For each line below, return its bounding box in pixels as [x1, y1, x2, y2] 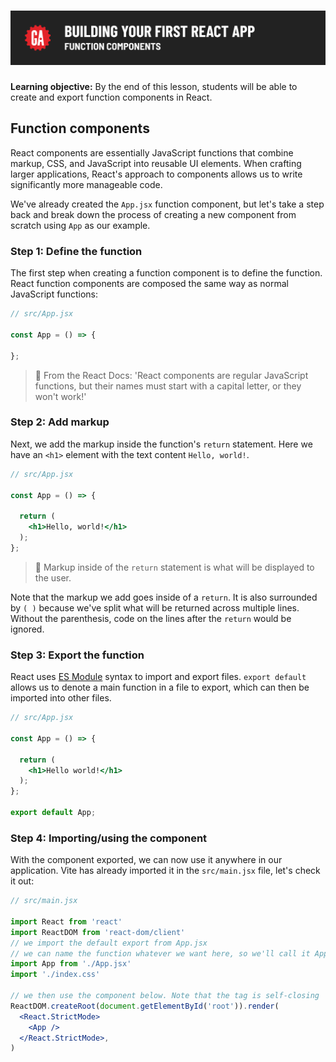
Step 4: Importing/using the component [10, 831, 208, 845]
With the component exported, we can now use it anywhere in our [10, 854, 283, 866]
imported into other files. [10, 692, 112, 704]
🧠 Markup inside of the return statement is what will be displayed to [34, 561, 315, 573]
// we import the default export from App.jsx [10, 938, 208, 948]
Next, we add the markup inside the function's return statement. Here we [10, 438, 313, 450]
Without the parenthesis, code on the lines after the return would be [10, 612, 292, 624]
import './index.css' [10, 970, 101, 980]
